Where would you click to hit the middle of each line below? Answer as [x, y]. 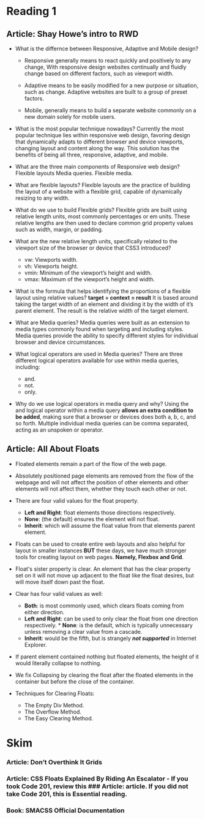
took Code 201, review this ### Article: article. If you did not [97, 786]
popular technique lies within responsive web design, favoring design [103, 135]
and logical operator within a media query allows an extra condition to [104, 410]
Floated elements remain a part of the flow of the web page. [91, 463]
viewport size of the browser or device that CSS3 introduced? [93, 248]
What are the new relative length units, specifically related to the [96, 241]
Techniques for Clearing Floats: [55, 693]
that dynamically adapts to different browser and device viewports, [100, 142]
